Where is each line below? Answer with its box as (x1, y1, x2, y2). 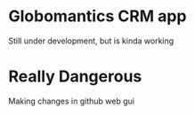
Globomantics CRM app (8, 6, 187, 27)
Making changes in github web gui (8, 96, 135, 106)
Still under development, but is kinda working (8, 35, 175, 46)
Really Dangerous (8, 66, 142, 87)
